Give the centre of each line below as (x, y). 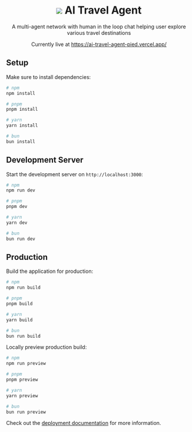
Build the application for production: (49, 271)
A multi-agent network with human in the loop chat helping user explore (99, 27)
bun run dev (21, 239)
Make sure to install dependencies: (49, 77)
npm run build (24, 288)
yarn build (19, 320)
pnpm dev (17, 207)
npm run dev (21, 190)
